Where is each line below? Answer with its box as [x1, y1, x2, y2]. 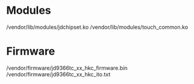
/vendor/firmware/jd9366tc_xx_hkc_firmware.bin [6, 64, 128, 71]
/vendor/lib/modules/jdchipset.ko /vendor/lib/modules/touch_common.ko [6, 23, 189, 31]
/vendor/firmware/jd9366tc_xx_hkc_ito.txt [6, 70, 111, 78]
